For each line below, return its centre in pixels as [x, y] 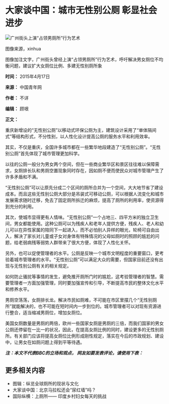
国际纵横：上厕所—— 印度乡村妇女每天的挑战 [59, 396]
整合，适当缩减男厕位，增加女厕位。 [47, 312]
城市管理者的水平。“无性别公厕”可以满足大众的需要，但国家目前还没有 [87, 259]
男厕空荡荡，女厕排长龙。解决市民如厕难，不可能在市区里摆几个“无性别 [79, 300]
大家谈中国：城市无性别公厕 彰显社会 [81, 10]
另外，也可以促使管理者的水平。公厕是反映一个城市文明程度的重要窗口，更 [82, 253]
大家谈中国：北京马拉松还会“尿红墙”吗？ [54, 390]
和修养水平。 [18, 289]
